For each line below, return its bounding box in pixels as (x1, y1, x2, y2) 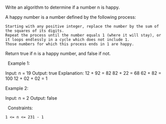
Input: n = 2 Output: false (5, 95, 58, 101)
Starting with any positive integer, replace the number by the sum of (5, 24, 159, 29)
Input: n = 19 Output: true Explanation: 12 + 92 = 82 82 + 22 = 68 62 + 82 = (5, 70, 161, 76)
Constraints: (7, 105, 33, 111)
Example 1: (7, 60, 30, 66)
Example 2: (5, 86, 29, 91)
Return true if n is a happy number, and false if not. (5, 51, 111, 56)
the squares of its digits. (5, 28, 65, 33)
